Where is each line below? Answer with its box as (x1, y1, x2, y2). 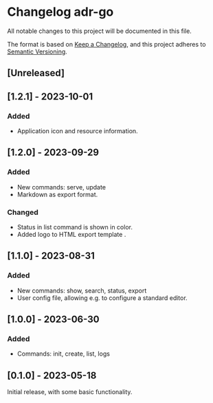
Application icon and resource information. (16, 127, 139, 135)
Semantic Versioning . (7, 47, 67, 56)
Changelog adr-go (7, 4, 114, 20)
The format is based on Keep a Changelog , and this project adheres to (7, 40, 206, 48)
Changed (7, 207, 39, 217)
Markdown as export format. (16, 190, 98, 198)
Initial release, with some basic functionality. (7, 388, 133, 396)
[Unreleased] (7, 67, 65, 79)
